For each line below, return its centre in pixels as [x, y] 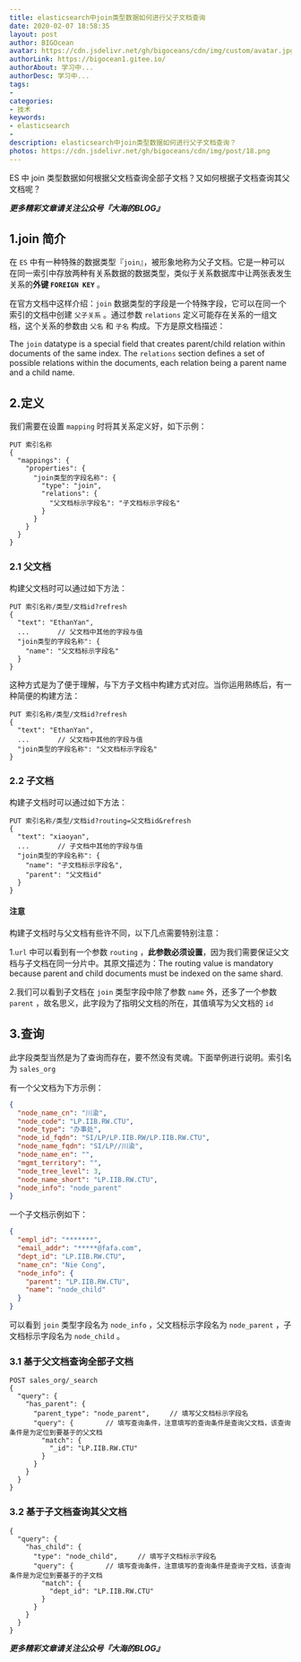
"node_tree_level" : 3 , [60, 1171]
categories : [31, 101]
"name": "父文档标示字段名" [72, 651]
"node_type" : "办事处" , [60, 1130]
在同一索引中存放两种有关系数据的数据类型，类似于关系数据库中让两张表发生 [150, 274]
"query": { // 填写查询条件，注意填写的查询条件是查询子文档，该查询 [162, 1566]
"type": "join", [72, 486]
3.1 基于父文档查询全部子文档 [72, 1362]
